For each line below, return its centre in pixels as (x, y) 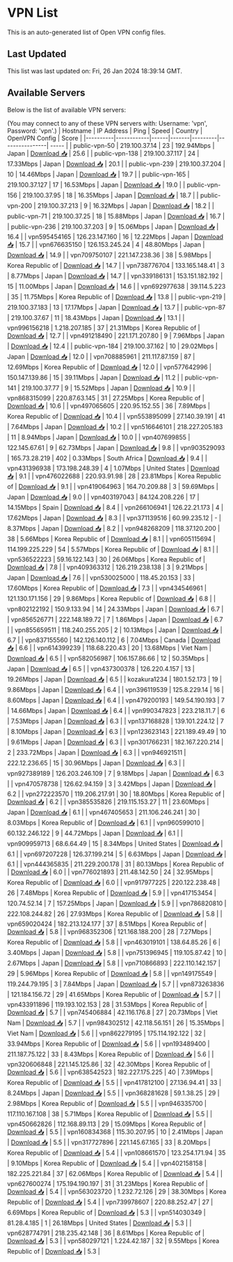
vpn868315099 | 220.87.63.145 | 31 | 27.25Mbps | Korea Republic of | (106, 398)
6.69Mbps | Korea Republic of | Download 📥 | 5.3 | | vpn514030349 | (107, 1212)
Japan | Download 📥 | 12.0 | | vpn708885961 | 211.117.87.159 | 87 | (101, 356)
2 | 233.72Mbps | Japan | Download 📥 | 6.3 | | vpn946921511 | (97, 752)
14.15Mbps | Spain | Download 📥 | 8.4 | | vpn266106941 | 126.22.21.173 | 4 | (115, 507)
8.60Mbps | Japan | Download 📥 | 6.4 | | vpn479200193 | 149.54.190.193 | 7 (116, 700)
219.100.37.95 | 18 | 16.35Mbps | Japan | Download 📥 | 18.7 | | (111, 195)
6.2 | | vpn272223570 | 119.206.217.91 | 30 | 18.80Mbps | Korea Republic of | (116, 794)
